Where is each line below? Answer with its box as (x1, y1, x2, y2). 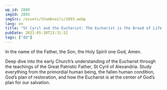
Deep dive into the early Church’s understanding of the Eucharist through (5, 58, 156, 64)
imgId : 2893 (5, 12, 30, 17)
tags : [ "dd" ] (5, 35, 32, 40)
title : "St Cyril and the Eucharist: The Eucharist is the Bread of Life (5, 26, 162, 31)
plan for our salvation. (5, 79, 50, 85)
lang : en (5, 21, 23, 26)
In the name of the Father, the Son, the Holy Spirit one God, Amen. (5, 48, 141, 55)
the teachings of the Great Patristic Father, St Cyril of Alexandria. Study (5, 63, 152, 70)
